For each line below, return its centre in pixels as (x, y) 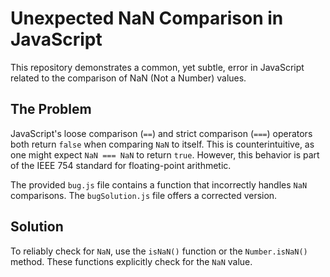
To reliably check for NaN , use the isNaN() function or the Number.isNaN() (159, 251)
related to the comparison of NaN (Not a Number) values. (128, 78)
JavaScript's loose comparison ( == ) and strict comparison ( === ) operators (161, 133)
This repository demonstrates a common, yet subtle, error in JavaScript (157, 67)
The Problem (51, 109)
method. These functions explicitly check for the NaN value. (131, 261)
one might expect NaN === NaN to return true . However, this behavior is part (165, 154)
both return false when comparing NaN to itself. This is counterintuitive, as (162, 144)
